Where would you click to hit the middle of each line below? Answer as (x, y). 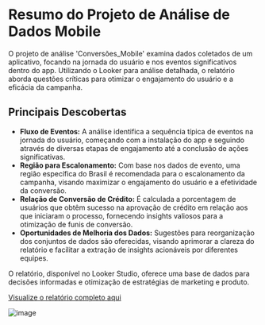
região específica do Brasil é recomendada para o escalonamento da (132, 173)
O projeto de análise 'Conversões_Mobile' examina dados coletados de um (131, 53)
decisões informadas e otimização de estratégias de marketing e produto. (129, 282)
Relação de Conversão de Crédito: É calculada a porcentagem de (128, 199)
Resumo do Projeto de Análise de (119, 15)
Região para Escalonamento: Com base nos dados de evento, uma (130, 165)
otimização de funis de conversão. (76, 224)
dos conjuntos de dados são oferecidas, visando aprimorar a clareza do (137, 241)
